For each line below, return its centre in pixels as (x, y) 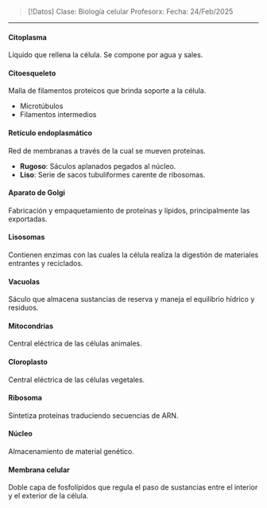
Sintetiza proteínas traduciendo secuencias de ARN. (93, 415)
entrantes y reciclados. (46, 264)
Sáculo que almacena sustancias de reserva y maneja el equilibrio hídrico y (132, 299)
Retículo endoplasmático (50, 133)
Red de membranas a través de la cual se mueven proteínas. (107, 150)
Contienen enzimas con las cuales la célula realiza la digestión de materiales (133, 255)
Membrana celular (39, 470)
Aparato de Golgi (37, 193)
